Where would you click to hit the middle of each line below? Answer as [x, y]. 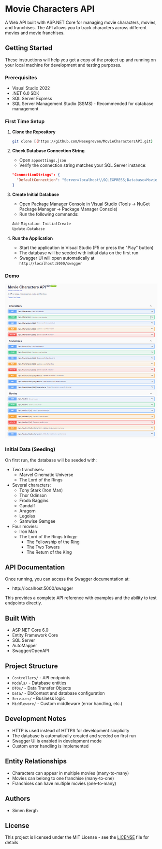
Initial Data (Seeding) [30, 449]
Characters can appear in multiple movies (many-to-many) [70, 773]
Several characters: [31, 485]
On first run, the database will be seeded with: [51, 460]
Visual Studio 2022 [31, 88]
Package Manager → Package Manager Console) [68, 209]
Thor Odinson [33, 495]
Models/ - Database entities [39, 683]
